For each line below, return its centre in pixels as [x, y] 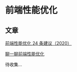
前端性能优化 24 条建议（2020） [38, 43]
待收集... [14, 64]
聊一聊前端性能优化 [25, 54]
